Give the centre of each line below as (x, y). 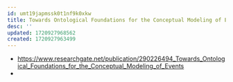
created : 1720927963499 (42, 39)
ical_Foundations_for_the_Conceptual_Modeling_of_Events (101, 66)
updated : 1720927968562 (42, 33)
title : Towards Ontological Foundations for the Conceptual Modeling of (114, 20)
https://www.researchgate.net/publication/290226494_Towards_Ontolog (121, 59)
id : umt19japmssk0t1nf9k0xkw (49, 13)
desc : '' (20, 26)
